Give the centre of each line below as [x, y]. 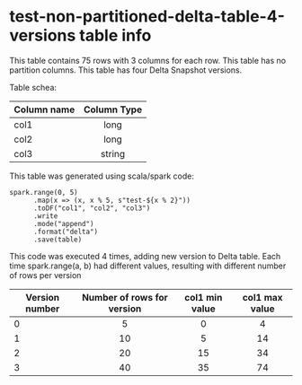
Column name [44, 109]
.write [45, 216]
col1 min [203, 297]
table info [115, 35]
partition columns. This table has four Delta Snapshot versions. [126, 70]
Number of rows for [125, 297]
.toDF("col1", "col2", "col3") [92, 208]
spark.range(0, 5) [44, 192]
